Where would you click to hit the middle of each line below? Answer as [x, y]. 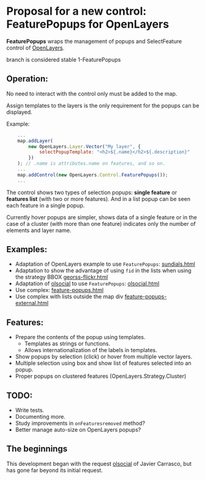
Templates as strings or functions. [67, 343]
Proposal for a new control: [76, 11]
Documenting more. [40, 417]
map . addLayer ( [35, 141]
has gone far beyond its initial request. [54, 470]
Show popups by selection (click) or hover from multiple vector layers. [104, 357]
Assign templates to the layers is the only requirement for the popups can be [103, 105]
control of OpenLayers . [35, 48]
